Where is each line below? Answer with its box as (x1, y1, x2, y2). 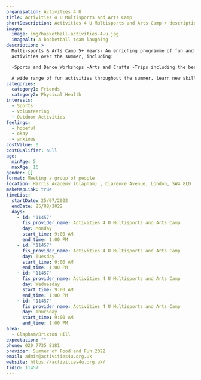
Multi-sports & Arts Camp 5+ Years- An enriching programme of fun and (11, 48, 194, 54)
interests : (6, 97, 33, 104)
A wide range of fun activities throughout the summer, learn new (11, 75, 181, 81)
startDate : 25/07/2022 (11, 197, 68, 204)
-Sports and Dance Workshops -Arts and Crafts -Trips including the (11, 64, 186, 70)
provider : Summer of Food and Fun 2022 (6, 348, 106, 354)
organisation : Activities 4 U (6, 8, 82, 15)
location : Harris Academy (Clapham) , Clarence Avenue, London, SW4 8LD (6, 181, 191, 187)
